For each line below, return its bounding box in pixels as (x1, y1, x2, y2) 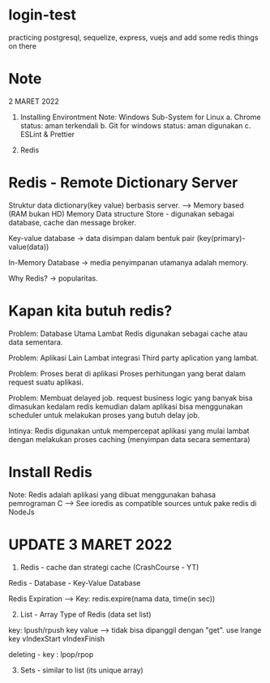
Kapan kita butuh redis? (8, 302, 173, 320)
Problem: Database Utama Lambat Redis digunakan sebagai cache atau (8, 329, 248, 338)
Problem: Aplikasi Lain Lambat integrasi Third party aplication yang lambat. (8, 353, 259, 363)
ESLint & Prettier (19, 129, 75, 139)
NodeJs (8, 507, 35, 517)
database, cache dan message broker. (8, 217, 136, 227)
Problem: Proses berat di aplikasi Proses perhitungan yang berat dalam (8, 368, 246, 378)
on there (8, 41, 36, 50)
